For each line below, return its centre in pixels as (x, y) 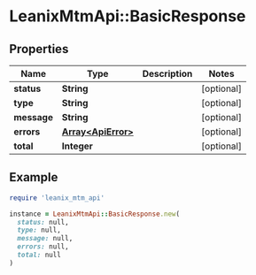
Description (167, 74)
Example (34, 177)
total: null (39, 255)
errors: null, (43, 247)
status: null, (43, 222)
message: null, (45, 239)
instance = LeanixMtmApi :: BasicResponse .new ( (94, 214)
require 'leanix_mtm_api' (57, 198)
